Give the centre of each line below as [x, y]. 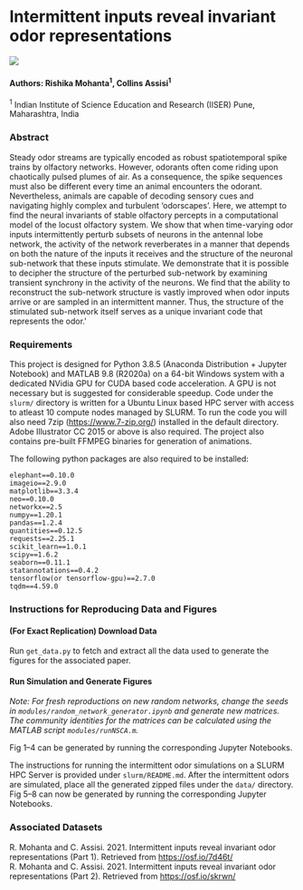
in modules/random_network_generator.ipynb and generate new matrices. [145, 711]
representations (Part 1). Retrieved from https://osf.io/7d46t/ [121, 856]
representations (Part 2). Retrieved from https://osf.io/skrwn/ [123, 875]
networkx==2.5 [36, 508]
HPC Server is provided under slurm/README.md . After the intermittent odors [149, 775]
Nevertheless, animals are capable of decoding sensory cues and [132, 196]
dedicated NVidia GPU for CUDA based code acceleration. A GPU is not [143, 383]
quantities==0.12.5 [46, 531]
